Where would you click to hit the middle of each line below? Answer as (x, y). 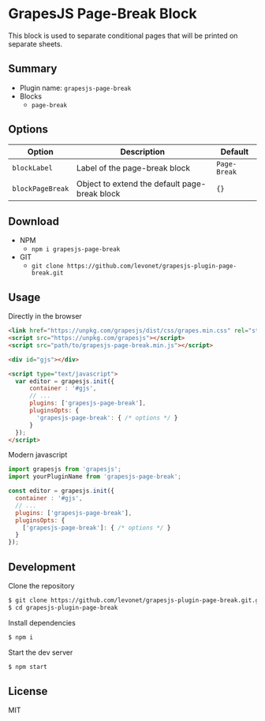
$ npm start (28, 667)
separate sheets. (35, 43)
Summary (33, 69)
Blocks (30, 96)
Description (143, 151)
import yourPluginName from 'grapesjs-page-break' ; (95, 477)
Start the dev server (41, 652)
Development (42, 567)
